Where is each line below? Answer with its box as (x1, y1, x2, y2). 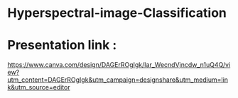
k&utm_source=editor (7, 83, 70, 92)
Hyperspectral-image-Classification (7, 5, 227, 21)
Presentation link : (7, 37, 117, 54)
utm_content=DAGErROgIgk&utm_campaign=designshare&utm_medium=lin (7, 75, 229, 84)
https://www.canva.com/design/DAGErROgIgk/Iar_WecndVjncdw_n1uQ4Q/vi (7, 61, 231, 69)
